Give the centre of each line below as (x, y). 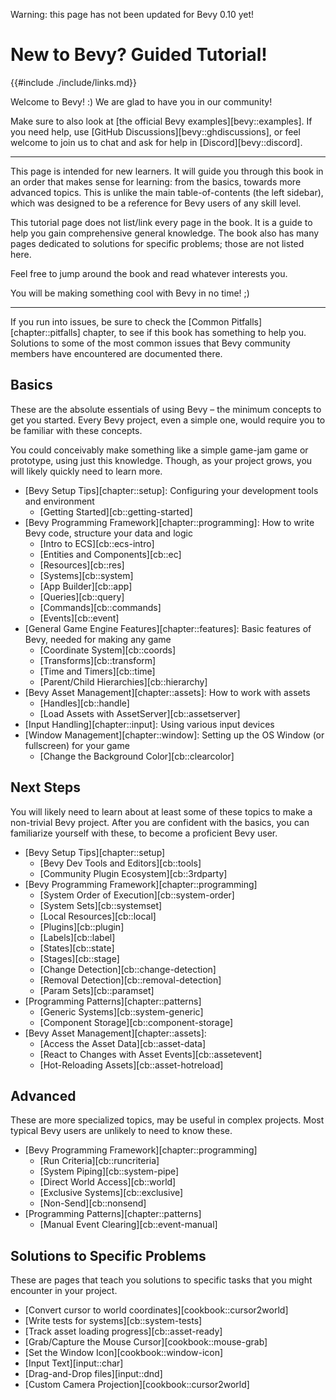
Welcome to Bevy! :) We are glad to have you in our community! (141, 101)
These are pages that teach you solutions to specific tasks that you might (161, 1280)
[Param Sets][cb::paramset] (97, 990)
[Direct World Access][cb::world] (108, 1182)
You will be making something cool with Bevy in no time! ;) (130, 293)
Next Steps (45, 787)
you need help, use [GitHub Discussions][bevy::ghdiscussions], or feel (155, 131)
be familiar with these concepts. (76, 430)
